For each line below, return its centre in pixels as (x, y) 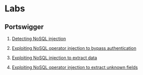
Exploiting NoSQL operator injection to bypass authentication (74, 48)
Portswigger (24, 27)
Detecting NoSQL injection (39, 38)
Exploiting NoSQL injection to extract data (54, 58)
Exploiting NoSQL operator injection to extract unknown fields (75, 67)
